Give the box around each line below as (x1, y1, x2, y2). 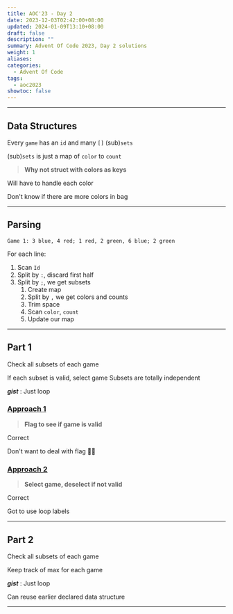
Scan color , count (27, 307, 79, 316)
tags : (7, 74, 23, 82)
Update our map (27, 314, 75, 323)
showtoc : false (7, 88, 51, 95)
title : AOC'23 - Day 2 (7, 10, 73, 17)
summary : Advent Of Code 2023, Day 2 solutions (7, 42, 148, 49)
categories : (7, 62, 42, 69)
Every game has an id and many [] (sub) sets (7, 138, 133, 147)
